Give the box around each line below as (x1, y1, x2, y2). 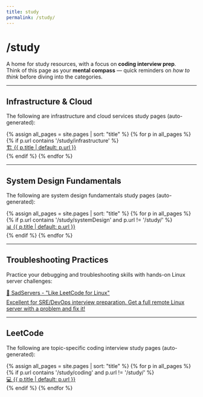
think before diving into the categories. (6, 73, 103, 80)
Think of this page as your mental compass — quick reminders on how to (6, 67, 190, 74)
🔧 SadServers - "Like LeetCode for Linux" (6, 289, 110, 296)
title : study (6, 8, 39, 15)
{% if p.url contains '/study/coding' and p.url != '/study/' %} (6, 369, 155, 376)
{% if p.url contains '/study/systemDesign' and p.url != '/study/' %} (6, 216, 173, 224)
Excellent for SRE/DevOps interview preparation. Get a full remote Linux (6, 299, 185, 306)
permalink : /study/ (6, 15, 56, 21)
